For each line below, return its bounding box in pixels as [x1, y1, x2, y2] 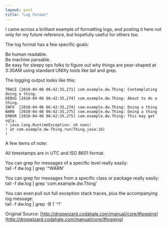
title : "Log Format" [5, 12, 49, 17]
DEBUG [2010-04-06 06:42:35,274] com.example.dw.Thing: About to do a [5, 96, 157, 101]
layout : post [5, 7, 33, 13]
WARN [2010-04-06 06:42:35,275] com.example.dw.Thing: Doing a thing [5, 109, 157, 114]
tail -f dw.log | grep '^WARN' [5, 165, 65, 171]
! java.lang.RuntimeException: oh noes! [5, 122, 92, 127]
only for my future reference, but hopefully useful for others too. [5, 31, 139, 37]
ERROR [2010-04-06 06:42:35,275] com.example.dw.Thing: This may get [5, 113, 155, 119]
